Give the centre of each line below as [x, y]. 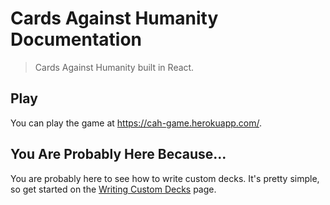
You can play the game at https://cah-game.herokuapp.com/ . [136, 123]
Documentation [76, 39]
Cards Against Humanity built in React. [114, 67]
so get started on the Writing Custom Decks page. [113, 189]
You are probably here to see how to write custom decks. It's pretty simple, [165, 178]
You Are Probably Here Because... [118, 154]
